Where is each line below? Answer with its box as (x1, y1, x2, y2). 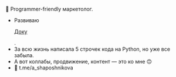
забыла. (13, 52, 35, 58)
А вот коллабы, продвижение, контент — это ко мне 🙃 (13, 58, 153, 65)
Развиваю (13, 17, 39, 23)
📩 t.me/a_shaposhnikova (13, 64, 74, 71)
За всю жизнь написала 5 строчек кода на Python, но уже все (13, 45, 171, 52)
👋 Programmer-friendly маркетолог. (5, 6, 93, 12)
